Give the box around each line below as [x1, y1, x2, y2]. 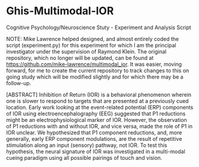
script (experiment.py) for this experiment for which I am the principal [6, 42, 176, 49]
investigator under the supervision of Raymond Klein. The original [6, 48, 167, 55]
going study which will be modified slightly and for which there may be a [6, 73, 184, 80]
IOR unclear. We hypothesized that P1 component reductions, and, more [6, 129, 182, 136]
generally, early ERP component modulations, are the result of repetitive [6, 135, 182, 142]
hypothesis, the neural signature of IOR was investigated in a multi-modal [6, 147, 185, 155]
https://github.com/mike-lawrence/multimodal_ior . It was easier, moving [6, 61, 182, 68]
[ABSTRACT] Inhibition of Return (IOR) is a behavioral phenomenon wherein [6, 91, 192, 98]
